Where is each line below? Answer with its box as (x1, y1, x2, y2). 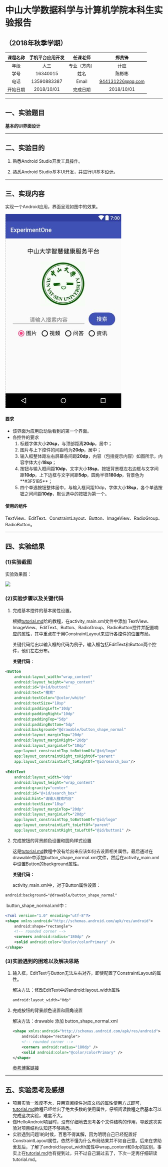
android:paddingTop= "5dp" (14, 717, 68, 722)
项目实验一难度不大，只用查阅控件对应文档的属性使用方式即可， (12, 1100, 144, 1106)
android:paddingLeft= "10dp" (14, 706, 72, 711)
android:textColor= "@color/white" (14, 695, 86, 701)
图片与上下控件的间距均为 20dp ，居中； (19, 446, 101, 452)
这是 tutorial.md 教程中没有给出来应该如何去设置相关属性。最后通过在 (12, 848, 153, 854)
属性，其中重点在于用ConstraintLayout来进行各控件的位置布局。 (21, 631, 153, 637)
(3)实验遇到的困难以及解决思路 (5, 958, 79, 965)
